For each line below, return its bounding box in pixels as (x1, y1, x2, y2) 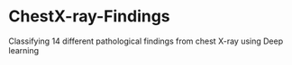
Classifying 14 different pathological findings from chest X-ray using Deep (8, 36, 284, 46)
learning (8, 45, 40, 55)
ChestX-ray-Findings (8, 6, 170, 27)
